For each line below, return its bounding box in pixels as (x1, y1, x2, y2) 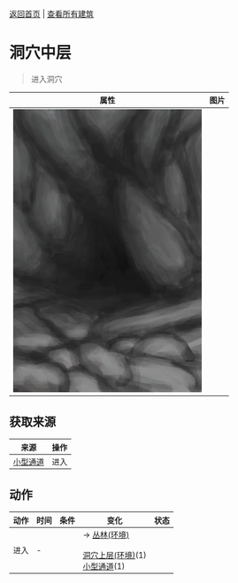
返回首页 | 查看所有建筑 (9, 9, 95, 19)
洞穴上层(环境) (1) (82, 549, 147, 560)
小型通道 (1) (82, 561, 126, 571)
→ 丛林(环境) (82, 529, 130, 540)
